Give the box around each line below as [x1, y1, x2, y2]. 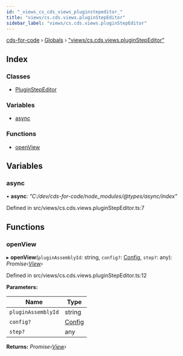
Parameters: [6, 284, 38, 291]
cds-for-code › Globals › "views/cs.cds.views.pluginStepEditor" [6, 37, 165, 44]
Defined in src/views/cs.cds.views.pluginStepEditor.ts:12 [6, 272, 147, 279]
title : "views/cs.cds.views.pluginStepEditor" [6, 14, 126, 21]
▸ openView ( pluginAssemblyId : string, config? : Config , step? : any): [6, 254, 173, 261]
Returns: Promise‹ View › [6, 343, 66, 351]
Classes [6, 72, 31, 80]
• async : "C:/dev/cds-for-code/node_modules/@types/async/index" [6, 192, 178, 200]
